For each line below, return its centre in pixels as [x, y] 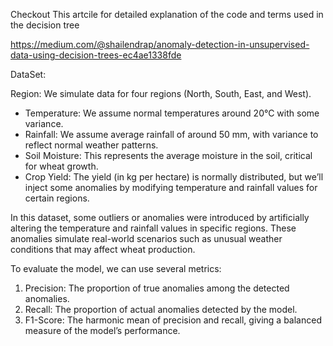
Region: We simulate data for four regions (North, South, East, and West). [161, 93]
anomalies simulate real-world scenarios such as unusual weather [146, 238]
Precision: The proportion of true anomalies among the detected [157, 288]
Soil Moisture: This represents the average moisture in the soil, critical [168, 155]
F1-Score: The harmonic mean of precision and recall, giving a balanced [173, 320]
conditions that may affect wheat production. [103, 249]
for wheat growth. [61, 166]
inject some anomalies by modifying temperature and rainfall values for [171, 187]
